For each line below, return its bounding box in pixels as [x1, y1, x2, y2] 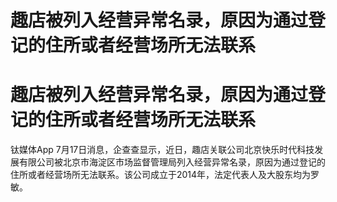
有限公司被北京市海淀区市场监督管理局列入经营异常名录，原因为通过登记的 [18, 156, 326, 168]
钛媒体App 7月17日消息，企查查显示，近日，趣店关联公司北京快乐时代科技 [10, 144, 315, 156]
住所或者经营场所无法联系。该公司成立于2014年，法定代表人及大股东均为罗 [10, 169, 320, 181]
